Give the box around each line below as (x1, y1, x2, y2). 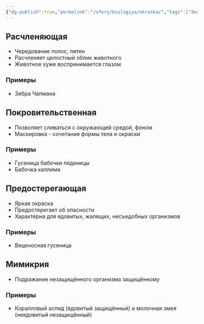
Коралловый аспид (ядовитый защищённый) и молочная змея (14, 304, 177, 312)
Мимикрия (5, 259, 49, 270)
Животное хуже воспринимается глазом (14, 60, 121, 68)
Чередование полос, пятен (14, 48, 85, 55)
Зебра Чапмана (14, 90, 56, 97)
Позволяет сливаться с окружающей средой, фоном (14, 123, 153, 131)
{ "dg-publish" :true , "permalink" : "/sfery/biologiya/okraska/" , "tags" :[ (5, 9, 189, 15)
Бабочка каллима (14, 165, 61, 173)
